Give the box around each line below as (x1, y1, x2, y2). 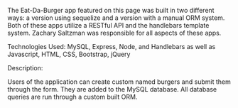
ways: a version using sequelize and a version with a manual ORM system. (7, 13, 225, 22)
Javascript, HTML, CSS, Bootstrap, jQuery (7, 50, 131, 58)
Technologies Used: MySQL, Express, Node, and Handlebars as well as (7, 43, 216, 50)
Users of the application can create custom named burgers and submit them (7, 77, 231, 86)
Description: (7, 64, 43, 72)
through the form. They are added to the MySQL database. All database (7, 85, 217, 93)
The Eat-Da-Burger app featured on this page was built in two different (7, 6, 215, 14)
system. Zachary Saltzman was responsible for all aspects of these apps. (7, 28, 222, 37)
